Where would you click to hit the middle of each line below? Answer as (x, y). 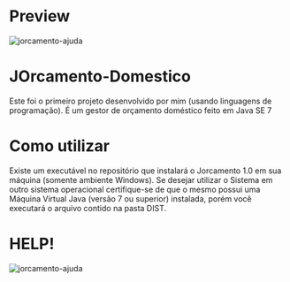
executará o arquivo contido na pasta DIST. (88, 208)
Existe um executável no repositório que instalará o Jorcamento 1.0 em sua (145, 171)
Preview (40, 16)
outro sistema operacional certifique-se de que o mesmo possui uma (135, 189)
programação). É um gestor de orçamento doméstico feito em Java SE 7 (141, 110)
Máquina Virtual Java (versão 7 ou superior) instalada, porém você (130, 198)
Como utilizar (60, 146)
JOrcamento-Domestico (100, 76)
